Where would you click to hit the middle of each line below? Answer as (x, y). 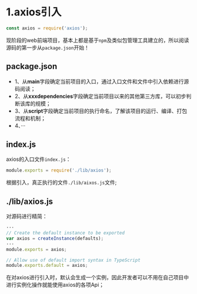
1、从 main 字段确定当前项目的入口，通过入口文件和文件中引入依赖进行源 (102, 81)
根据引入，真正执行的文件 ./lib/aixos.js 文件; (61, 183)
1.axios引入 (34, 12)
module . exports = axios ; (36, 249)
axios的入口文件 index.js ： (39, 159)
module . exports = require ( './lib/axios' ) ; (59, 171)
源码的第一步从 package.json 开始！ (48, 47)
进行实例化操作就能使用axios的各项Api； (55, 285)
